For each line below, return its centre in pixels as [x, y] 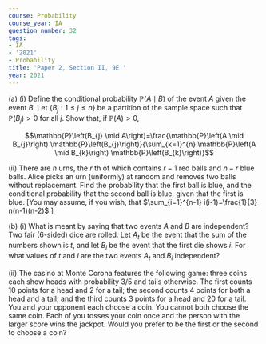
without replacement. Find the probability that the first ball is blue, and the [130, 186]
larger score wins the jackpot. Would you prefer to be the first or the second [133, 324]
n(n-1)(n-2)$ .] [31, 211]
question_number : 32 [43, 30]
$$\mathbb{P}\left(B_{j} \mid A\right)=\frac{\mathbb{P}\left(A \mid [134, 136]
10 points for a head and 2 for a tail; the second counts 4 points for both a [129, 290]
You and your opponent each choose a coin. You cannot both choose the [129, 307]
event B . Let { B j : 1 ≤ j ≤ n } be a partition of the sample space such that [125, 108]
